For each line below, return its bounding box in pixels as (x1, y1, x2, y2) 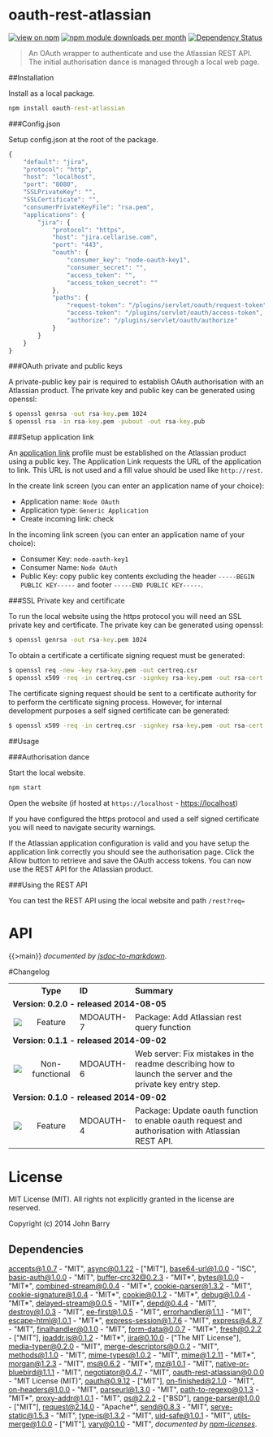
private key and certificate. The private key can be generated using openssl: (8, 620, 264, 630)
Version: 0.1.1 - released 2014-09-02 (12, 1034, 167, 1045)
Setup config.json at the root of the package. (8, 134, 158, 144)
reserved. (8, 1203, 41, 1213)
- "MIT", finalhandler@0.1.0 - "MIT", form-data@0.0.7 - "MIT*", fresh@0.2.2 (8, 1324, 262, 1334)
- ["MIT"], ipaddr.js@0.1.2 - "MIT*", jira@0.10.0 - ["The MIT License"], (8, 1333, 241, 1343)
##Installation (8, 72, 54, 82)
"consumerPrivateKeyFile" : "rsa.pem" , (23, 203, 154, 211)
